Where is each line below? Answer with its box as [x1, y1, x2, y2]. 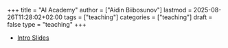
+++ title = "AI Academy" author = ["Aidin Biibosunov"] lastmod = [7, 6, 192, 14]
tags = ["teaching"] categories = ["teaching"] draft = [64, 13, 213, 21]
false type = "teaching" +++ [7, 21, 87, 28]
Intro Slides [16, 34, 49, 42]
